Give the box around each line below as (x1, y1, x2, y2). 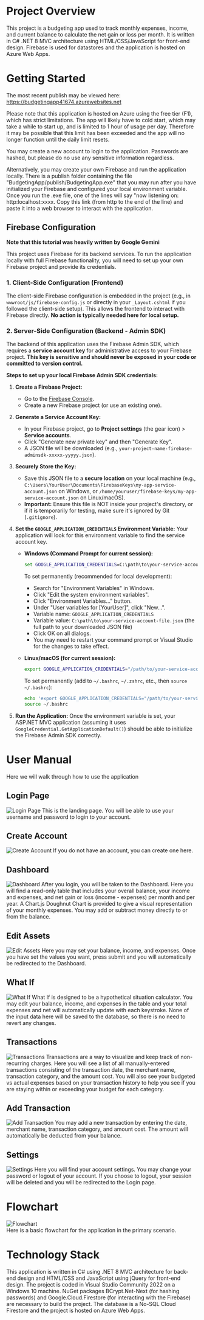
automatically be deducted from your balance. (6, 1132, 122, 1139)
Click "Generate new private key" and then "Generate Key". (24, 438, 173, 445)
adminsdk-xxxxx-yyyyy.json (24, 452, 93, 459)
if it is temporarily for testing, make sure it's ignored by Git (24, 507, 170, 515)
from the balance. (6, 913, 51, 920)
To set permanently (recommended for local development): (24, 573, 172, 580)
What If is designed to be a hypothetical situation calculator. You (32, 993, 193, 1001)
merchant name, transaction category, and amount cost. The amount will (6, 1125, 188, 1133)
